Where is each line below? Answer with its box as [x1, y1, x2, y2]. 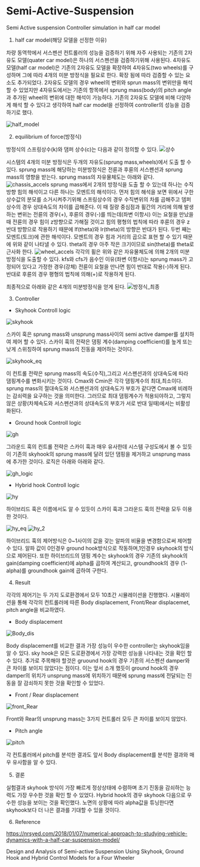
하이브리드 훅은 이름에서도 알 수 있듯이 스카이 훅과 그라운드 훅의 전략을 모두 [6, 505, 181, 512]
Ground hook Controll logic [14, 419, 82, 426]
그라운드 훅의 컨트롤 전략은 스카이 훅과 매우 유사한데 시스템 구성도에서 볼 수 [6, 443, 181, 450]
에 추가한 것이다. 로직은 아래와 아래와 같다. [6, 458, 105, 465]
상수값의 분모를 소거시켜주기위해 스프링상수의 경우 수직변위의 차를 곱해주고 [6, 195, 180, 203]
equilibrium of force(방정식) [14, 133, 82, 140]
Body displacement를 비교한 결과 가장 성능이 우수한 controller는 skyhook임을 [6, 642, 190, 649]
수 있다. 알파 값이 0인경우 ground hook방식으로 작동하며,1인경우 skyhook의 [6, 544, 183, 552]
